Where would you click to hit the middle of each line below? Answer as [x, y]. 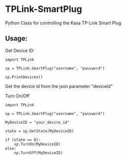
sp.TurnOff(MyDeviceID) [39, 153]
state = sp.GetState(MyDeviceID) [40, 131]
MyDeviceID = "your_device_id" [37, 122]
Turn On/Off [17, 96]
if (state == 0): [23, 140]
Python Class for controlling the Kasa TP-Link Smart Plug [63, 23]
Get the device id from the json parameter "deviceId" [59, 86]
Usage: [17, 39]
